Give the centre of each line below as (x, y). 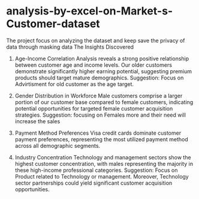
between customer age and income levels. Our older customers (94, 65)
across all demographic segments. (58, 145)
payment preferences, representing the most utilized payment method (101, 139)
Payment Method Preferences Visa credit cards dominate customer (98, 133)
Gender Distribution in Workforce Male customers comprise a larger (99, 96)
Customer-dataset (53, 24)
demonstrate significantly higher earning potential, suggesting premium (103, 71)
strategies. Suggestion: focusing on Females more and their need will (100, 115)
